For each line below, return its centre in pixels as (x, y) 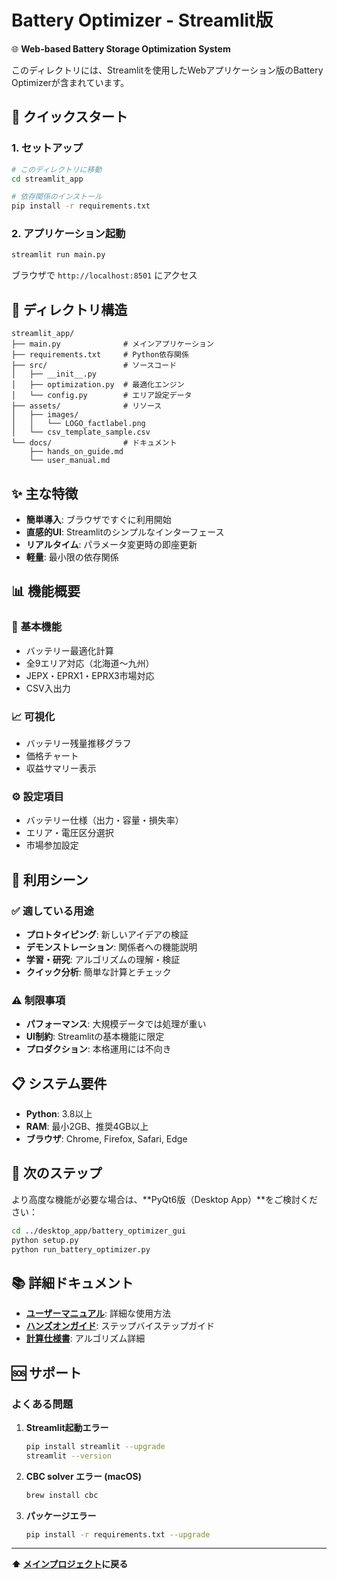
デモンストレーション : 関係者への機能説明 (111, 947)
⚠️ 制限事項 (38, 1000)
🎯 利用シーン (50, 879)
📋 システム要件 (59, 1083)
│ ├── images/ (45, 415)
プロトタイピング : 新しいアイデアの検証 (107, 934)
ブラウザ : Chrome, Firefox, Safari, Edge (106, 1139)
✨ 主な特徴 (45, 493)
